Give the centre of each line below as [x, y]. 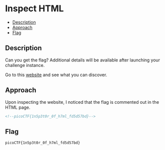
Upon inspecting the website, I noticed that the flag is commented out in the [82, 102]
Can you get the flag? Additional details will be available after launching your [82, 60]
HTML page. [18, 107]
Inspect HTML [34, 9]
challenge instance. [25, 65]
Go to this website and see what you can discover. [56, 75]
